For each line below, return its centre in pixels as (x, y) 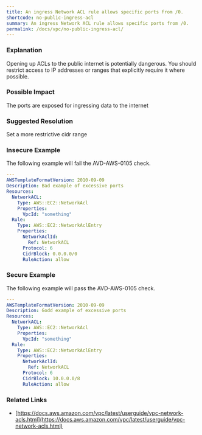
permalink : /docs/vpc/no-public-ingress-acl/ (65, 29)
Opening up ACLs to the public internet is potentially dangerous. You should (101, 63)
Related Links (27, 400)
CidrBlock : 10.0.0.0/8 (51, 378)
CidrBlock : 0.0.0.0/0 (50, 254)
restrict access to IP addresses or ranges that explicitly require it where (96, 70)
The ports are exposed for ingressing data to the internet (78, 105)
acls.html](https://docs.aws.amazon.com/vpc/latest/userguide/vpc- (100, 420)
